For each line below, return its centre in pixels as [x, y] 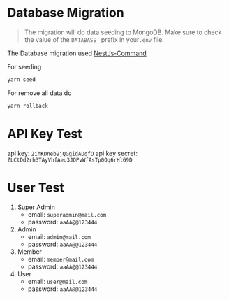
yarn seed [22, 79]
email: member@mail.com [61, 259]
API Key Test [45, 134]
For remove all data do [39, 93]
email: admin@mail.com [59, 236]
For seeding [24, 66]
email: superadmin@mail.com [67, 214]
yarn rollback [28, 106]
